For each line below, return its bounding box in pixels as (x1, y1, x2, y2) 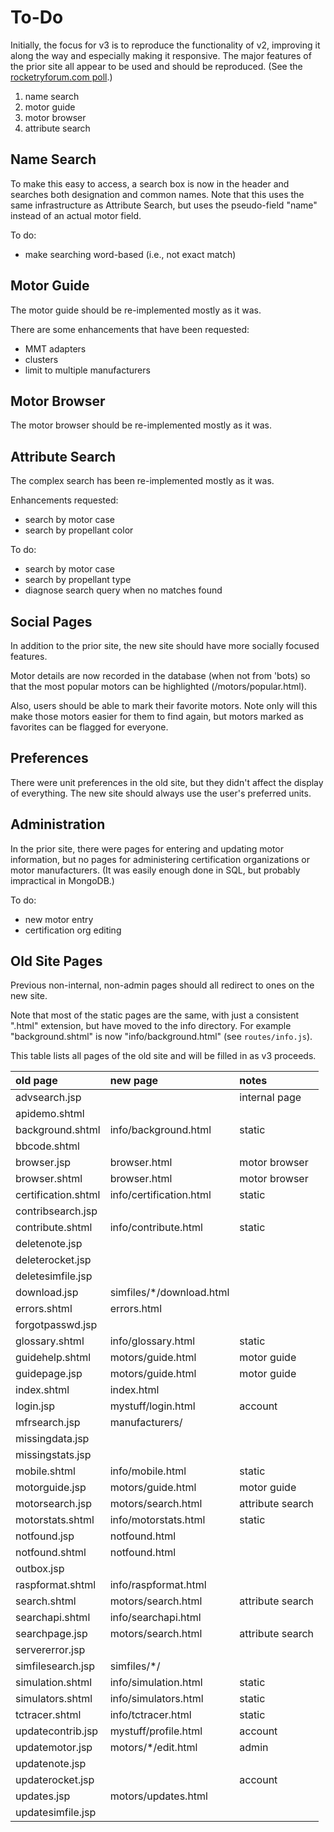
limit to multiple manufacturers (24, 364, 151, 376)
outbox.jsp (15, 1562, 65, 1576)
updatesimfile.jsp (15, 1806, 97, 1820)
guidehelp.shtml (15, 1351, 92, 1365)
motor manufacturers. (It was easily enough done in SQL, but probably (10, 864, 301, 876)
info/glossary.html (109, 1334, 196, 1348)
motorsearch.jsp (15, 1497, 92, 1511)
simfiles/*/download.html (109, 1286, 230, 1300)
